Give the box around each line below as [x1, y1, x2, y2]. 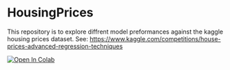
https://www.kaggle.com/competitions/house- [89, 34, 221, 43]
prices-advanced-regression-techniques [7, 42, 123, 50]
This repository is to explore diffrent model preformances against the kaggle [7, 27, 224, 36]
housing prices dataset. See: [7, 34, 88, 43]
